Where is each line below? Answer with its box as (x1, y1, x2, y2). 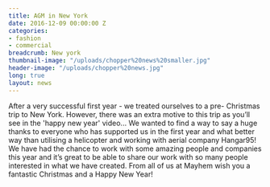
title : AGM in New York (8, 11, 89, 20)
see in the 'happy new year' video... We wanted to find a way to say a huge (8, 118, 258, 128)
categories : (8, 26, 48, 35)
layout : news (8, 79, 52, 87)
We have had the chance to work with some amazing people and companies (8, 144, 262, 153)
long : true (8, 71, 45, 79)
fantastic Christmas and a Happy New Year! (8, 169, 153, 179)
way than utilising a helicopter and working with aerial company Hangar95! (8, 135, 256, 144)
